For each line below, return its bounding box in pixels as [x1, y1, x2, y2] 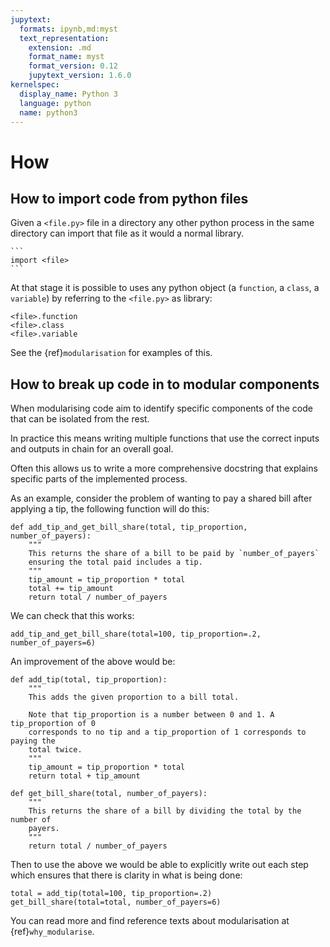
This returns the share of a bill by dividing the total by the [28, 806, 302, 816]
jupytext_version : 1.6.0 [28, 71, 132, 81]
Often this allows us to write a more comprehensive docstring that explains [10, 462, 318, 475]
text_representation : [19, 33, 110, 43]
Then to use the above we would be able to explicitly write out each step [10, 859, 309, 871]
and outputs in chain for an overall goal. [10, 443, 174, 455]
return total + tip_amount [28, 771, 141, 781]
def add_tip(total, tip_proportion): [10, 675, 168, 685]
